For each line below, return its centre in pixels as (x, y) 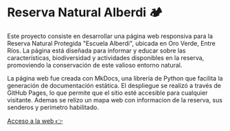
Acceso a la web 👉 (35, 121)
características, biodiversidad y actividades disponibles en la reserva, (106, 57)
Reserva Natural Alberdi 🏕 (85, 13)
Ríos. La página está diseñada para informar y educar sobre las (96, 50)
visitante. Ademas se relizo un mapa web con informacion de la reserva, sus (115, 100)
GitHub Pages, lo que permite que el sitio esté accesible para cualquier (107, 93)
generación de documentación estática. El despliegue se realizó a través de (114, 85)
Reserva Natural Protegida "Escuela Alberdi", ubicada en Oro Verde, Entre (112, 43)
